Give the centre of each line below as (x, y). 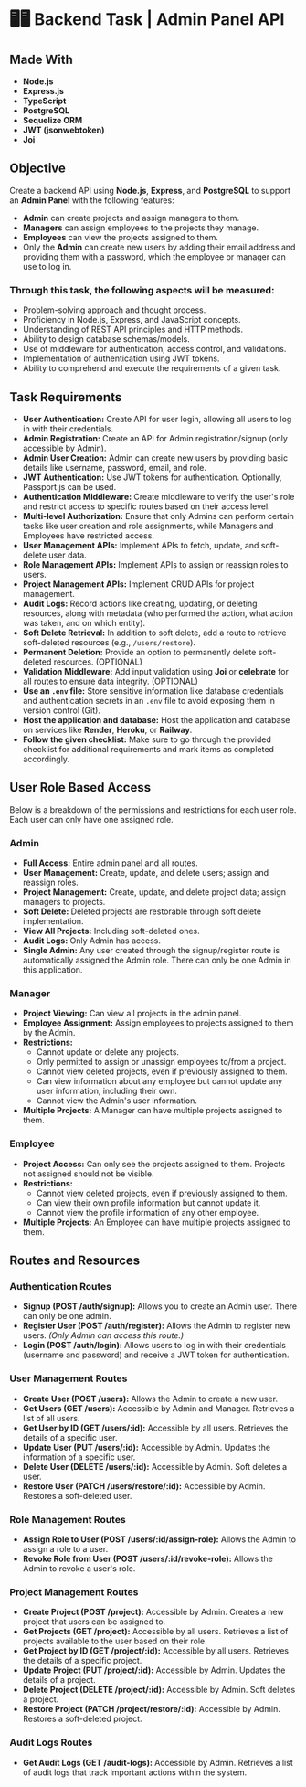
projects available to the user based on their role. (115, 1641)
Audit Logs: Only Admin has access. (92, 941)
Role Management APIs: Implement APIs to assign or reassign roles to (155, 564)
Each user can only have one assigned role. (91, 819)
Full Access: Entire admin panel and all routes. (110, 863)
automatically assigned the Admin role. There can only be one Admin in (157, 960)
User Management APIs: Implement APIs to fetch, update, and (141, 545)
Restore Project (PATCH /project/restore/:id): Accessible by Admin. (152, 1709)
